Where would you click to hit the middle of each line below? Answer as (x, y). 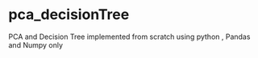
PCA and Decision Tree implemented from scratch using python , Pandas (129, 37)
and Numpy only (35, 44)
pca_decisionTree (69, 15)
